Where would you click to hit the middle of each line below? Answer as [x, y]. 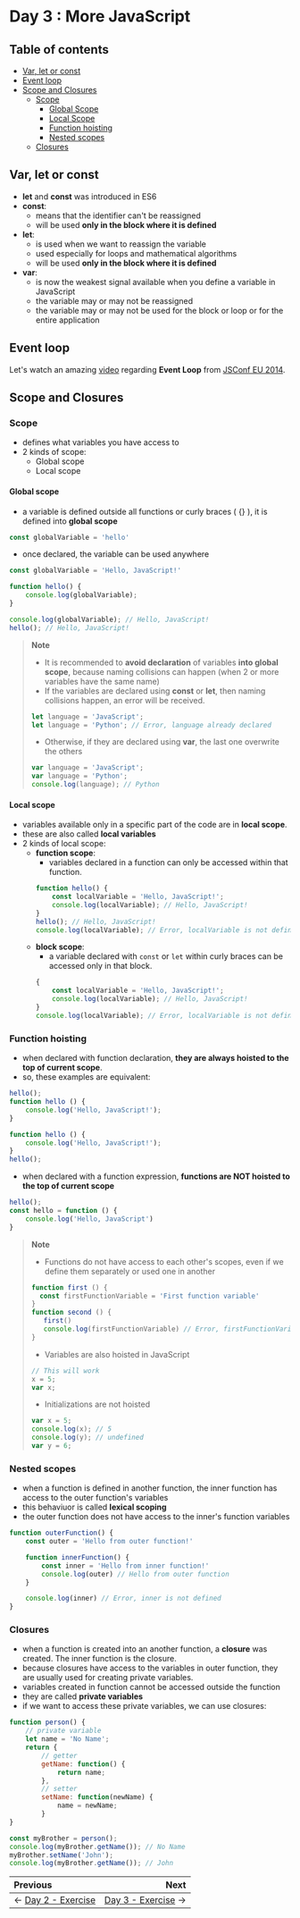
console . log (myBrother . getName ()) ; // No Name [97, 1846]
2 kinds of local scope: [64, 844]
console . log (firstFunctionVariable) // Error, [132, 1329]
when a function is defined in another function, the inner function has [150, 1488]
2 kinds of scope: [54, 452]
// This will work [65, 1371]
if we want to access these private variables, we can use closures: [144, 1706]
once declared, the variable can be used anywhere [116, 554]
